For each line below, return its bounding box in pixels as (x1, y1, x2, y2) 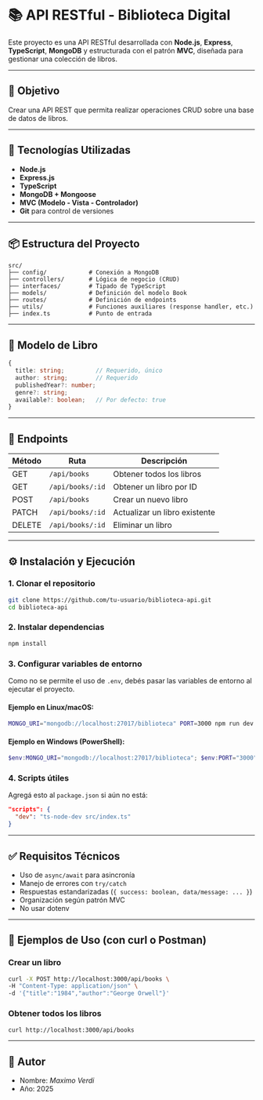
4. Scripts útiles (8, 773, 70, 784)
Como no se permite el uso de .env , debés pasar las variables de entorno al (8, 676, 252, 686)
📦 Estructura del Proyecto (8, 237, 140, 250)
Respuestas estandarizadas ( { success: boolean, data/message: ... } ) (19, 887, 253, 896)
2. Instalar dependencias (8, 621, 105, 632)
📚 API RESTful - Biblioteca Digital (8, 6, 231, 24)
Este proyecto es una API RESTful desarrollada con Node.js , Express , (8, 37, 233, 47)
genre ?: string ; (15, 388, 68, 396)
